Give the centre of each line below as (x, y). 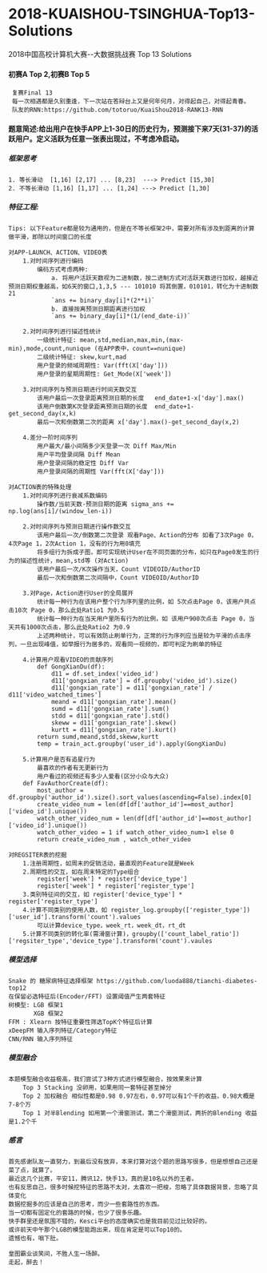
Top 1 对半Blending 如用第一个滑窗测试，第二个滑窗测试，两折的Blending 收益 (140, 1113)
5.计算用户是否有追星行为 (59, 759)
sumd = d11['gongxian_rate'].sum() (110, 709)
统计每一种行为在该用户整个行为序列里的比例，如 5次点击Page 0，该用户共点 (147, 601)
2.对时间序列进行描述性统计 (62, 331)
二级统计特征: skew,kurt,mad (82, 357)
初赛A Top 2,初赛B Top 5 (49, 74)
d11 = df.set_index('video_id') (105, 673)
